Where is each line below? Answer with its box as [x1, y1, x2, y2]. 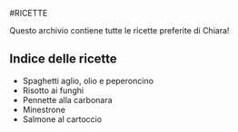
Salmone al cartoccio [22, 113, 103, 125]
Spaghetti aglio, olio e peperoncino [22, 75, 154, 86]
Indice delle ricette [9, 52, 118, 67]
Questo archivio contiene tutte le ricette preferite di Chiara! [9, 25, 230, 35]
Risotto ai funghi [22, 85, 84, 96]
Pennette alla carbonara [22, 94, 113, 105]
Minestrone [22, 104, 66, 115]
